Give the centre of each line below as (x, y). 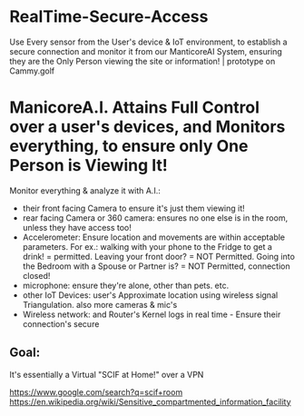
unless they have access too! (77, 227)
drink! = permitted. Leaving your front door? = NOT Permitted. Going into (158, 256)
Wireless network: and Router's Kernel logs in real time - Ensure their (152, 314)
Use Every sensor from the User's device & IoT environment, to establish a (148, 42)
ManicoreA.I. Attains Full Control (135, 108)
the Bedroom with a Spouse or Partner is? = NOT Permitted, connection (156, 266)
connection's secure (61, 323)
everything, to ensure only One (129, 146)
